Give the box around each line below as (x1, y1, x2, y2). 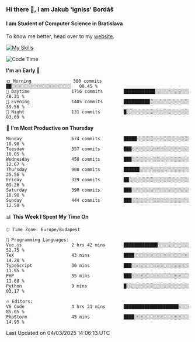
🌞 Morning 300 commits (6, 79, 102, 84)
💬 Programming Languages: (6, 237, 69, 243)
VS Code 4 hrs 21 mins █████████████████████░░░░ (6, 304, 190, 310)
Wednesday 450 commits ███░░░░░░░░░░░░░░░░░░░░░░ (6, 157, 190, 162)
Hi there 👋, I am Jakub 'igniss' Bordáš (6, 5, 114, 13)
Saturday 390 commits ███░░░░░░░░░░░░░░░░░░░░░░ (6, 187, 190, 193)
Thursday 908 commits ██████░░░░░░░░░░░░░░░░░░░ (6, 167, 190, 172)
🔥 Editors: (6, 299, 33, 304)
